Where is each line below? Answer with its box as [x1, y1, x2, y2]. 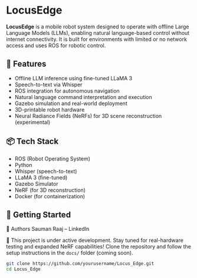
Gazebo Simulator [14, 180, 58, 187]
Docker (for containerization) [14, 192, 86, 199]
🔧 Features [6, 59, 47, 69]
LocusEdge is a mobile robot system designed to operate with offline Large [6, 23, 189, 30]
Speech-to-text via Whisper [14, 81, 83, 88]
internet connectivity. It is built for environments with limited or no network [6, 35, 188, 42]
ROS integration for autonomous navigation [14, 87, 120, 94]
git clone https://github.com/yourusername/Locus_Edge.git [6, 261, 155, 267]
